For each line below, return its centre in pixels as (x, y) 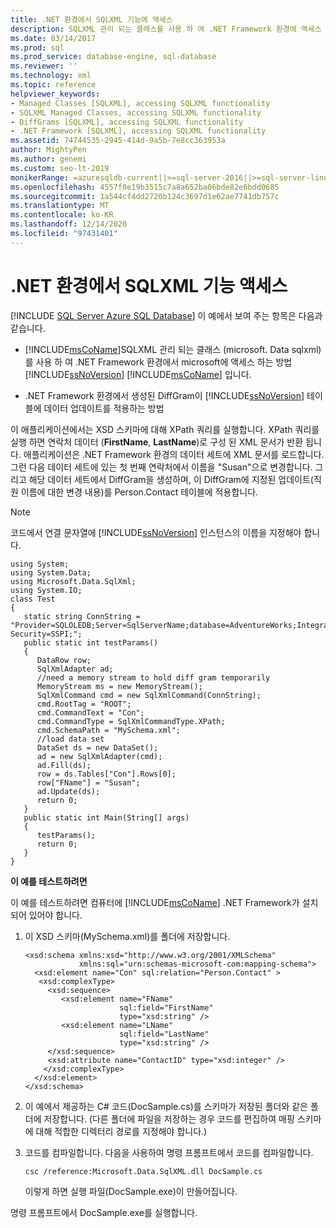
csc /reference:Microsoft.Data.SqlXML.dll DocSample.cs (143, 1171)
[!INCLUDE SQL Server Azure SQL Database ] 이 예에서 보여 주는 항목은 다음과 (166, 315)
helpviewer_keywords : (55, 94)
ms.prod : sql (37, 47)
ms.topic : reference (53, 85)
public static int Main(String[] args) (106, 817)
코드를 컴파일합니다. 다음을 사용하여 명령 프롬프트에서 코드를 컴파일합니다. (169, 1152)
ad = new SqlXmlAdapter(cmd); (99, 756)
